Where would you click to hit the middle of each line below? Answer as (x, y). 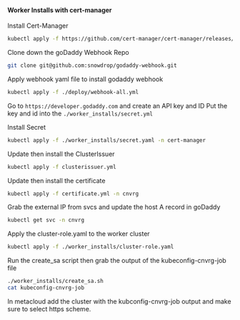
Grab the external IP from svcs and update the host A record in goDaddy (114, 207)
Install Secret (27, 127)
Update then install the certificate (56, 180)
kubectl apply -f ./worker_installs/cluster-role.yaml (91, 247)
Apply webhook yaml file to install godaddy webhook (85, 79)
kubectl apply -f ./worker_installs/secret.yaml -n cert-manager (106, 140)
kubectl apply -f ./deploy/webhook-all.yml (73, 92)
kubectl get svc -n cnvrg (46, 220)
